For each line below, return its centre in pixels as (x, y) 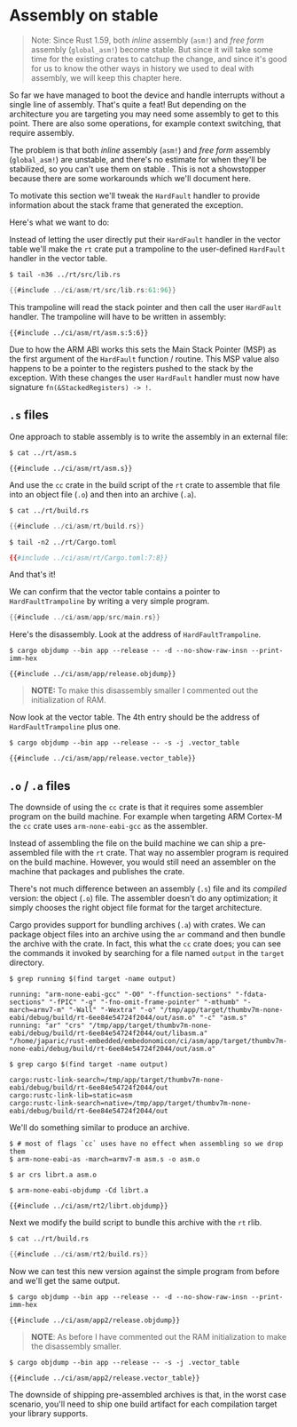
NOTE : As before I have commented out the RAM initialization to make (159, 1336)
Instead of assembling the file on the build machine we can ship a (129, 843)
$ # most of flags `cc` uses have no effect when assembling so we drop (146, 1144)
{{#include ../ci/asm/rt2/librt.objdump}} (89, 1206)
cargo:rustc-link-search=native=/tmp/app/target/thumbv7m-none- (130, 1104)
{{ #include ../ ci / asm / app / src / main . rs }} (85, 618)
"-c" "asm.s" (223, 1018)
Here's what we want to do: (59, 222)
